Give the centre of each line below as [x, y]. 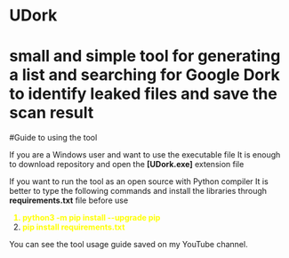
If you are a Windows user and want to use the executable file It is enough [145, 155]
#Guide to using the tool [53, 138]
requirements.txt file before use [69, 200]
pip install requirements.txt [73, 227]
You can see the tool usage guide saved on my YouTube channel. [128, 245]
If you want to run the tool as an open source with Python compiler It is [139, 181]
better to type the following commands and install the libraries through [138, 191]
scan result [52, 113]
